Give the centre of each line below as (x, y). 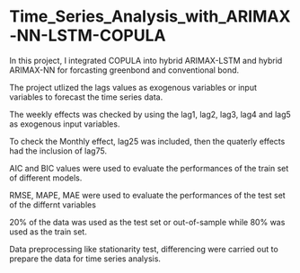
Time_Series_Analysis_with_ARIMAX (150, 17)
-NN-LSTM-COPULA (88, 35)
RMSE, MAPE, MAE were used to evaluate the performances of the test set (147, 195)
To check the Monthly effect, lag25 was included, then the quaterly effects (147, 141)
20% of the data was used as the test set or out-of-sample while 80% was (147, 222)
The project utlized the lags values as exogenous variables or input (133, 87)
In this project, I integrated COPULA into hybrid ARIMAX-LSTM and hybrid (146, 60)
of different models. (46, 178)
